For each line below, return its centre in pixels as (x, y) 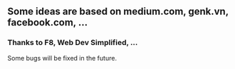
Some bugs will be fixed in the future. (62, 58)
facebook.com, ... (47, 23)
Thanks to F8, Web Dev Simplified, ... (73, 43)
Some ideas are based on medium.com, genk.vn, (118, 12)
